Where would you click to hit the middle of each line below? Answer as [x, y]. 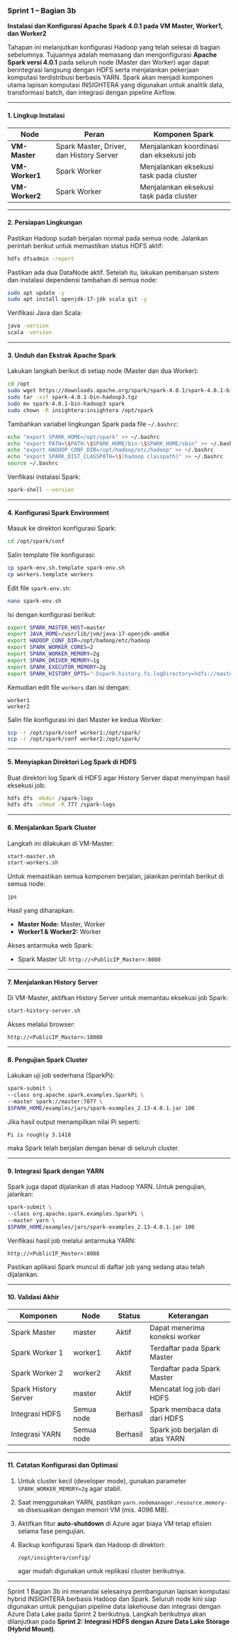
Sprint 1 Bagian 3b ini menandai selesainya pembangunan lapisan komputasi [119, 1592]
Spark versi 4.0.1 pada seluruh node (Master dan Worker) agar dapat [108, 62]
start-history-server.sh [44, 1011]
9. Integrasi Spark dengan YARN [56, 1171]
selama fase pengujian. [51, 1531]
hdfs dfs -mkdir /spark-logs [50, 798]
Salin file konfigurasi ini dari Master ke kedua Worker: [85, 719]
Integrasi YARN [36, 1434]
